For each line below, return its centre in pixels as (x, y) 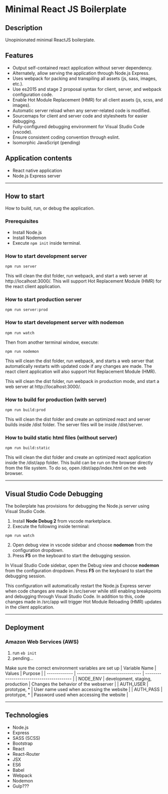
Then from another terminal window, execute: (52, 342)
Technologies (27, 715)
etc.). (18, 83)
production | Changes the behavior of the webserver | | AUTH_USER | (77, 684)
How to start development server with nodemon (64, 323)
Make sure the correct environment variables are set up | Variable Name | (81, 668)
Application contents (39, 159)
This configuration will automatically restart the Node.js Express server (78, 586)
